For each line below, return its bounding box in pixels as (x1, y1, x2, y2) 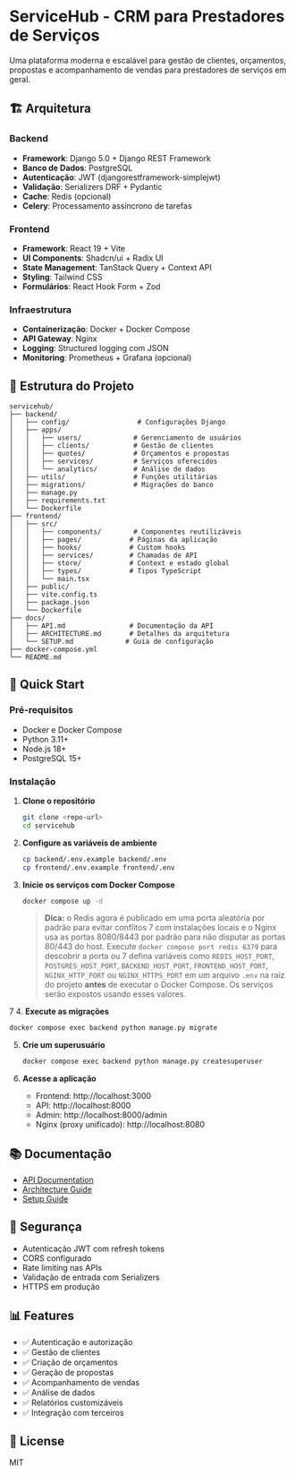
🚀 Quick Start (9, 677, 85, 692)
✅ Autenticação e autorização (21, 1336, 133, 1347)
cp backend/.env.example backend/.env (21, 854, 167, 863)
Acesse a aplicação (21, 1073, 97, 1085)
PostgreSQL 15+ (21, 752, 82, 763)
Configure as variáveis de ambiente (21, 837, 158, 848)
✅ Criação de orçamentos (21, 1357, 118, 1368)
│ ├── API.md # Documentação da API (9, 622, 215, 630)
